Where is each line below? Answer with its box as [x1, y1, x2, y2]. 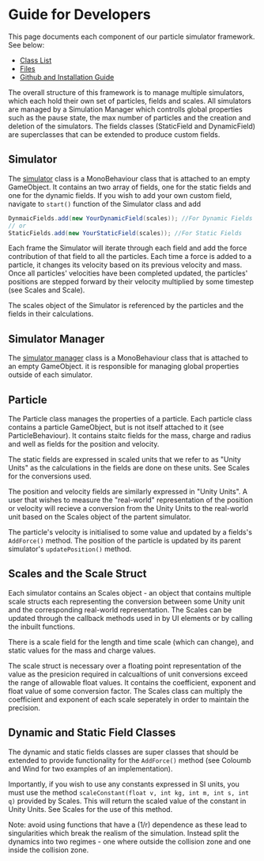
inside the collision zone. [8, 845, 89, 855]
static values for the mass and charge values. [8, 646, 157, 655]
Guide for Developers [8, 6, 152, 24]
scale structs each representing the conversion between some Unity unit [8, 596, 245, 606]
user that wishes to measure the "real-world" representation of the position [8, 495, 254, 505]
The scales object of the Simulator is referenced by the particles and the [8, 301, 244, 310]
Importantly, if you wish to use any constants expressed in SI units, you [8, 779, 239, 789]
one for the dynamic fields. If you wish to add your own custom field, [8, 190, 232, 200]
